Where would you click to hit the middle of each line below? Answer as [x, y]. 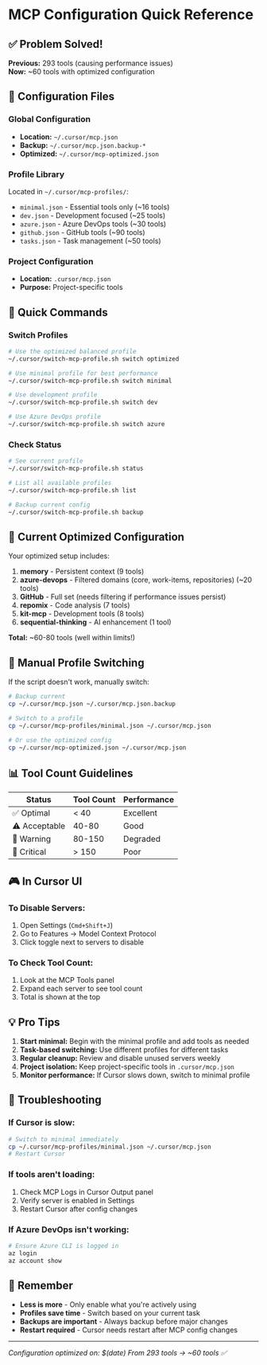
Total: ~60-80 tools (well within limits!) [72, 638]
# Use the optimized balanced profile [72, 351]
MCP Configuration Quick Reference [131, 15]
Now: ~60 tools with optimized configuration [81, 72]
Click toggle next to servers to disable [82, 942]
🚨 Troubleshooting [55, 1100]
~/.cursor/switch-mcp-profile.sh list [72, 490]
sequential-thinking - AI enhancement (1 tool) [96, 622]
